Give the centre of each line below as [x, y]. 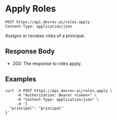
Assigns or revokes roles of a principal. [45, 35]
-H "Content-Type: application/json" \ [58, 99]
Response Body [30, 51]
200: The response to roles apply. [47, 63]
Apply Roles [31, 9]
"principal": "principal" [37, 108]
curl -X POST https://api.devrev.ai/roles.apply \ [59, 90]
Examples [21, 79]
